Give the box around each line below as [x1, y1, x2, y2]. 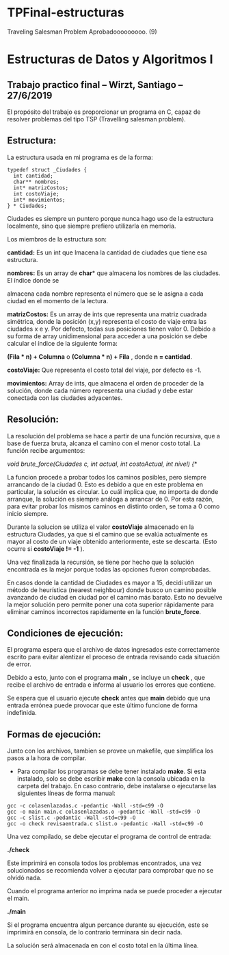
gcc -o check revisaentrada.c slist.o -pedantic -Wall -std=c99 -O [7, 821, 204, 827]
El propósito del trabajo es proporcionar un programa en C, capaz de [7, 108, 201, 116]
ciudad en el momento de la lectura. [7, 296, 109, 305]
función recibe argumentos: [7, 446, 85, 454]
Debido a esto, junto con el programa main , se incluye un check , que [7, 674, 205, 682]
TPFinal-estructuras [7, 5, 124, 21]
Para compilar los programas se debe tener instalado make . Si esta [16, 767, 206, 776]
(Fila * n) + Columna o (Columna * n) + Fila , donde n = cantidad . [7, 352, 193, 361]
